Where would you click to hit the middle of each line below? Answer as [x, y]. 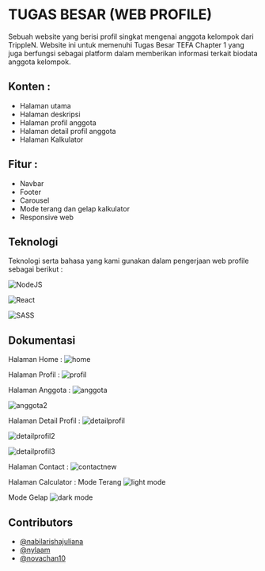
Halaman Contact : [38, 467]
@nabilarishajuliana [51, 541]
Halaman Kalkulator [51, 139]
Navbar [32, 183]
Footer [30, 192]
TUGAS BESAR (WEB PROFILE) [110, 15]
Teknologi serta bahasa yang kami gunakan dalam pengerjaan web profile [129, 261]
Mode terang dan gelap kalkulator [75, 208]
